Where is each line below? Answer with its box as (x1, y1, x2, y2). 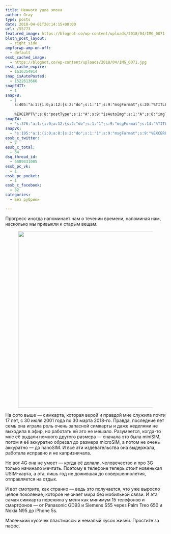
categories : (5, 192, 31, 197)
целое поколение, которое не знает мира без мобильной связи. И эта (5, 491, 158, 497)
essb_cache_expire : (5, 64, 47, 69)
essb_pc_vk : (5, 164, 31, 169)
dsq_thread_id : (5, 154, 38, 159)
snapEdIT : (5, 83, 26, 88)
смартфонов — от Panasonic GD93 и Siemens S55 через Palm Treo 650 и (5, 502, 163, 508)
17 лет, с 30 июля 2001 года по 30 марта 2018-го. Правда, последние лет (5, 417, 164, 423)
